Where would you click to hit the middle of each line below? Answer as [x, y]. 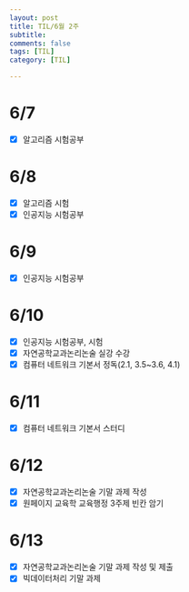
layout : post [34, 18]
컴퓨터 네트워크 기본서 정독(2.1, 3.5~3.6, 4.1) [101, 365]
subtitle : [28, 35]
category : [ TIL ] [40, 60]
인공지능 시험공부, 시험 [63, 341]
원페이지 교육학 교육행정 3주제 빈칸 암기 [93, 503]
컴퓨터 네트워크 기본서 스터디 [74, 428]
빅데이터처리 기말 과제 [62, 578]
